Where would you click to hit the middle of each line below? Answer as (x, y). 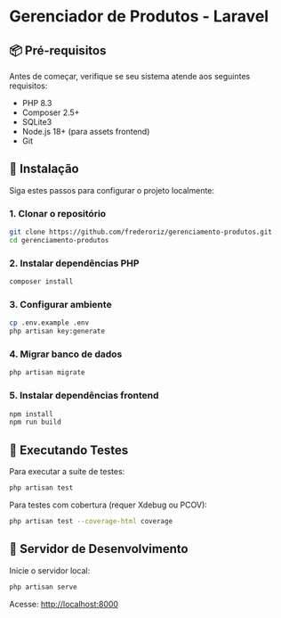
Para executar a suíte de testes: (67, 472)
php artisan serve (43, 587)
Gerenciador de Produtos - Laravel (139, 16)
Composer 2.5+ (51, 112)
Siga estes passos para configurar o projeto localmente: (112, 190)
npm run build (36, 422)
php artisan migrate (48, 373)
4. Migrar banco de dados (66, 354)
